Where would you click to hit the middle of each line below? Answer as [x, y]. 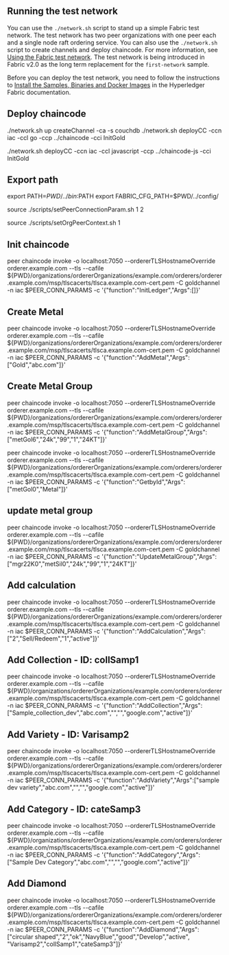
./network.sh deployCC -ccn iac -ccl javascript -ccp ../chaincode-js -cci [109, 151]
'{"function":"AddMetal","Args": [146, 358]
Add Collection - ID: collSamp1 [73, 659]
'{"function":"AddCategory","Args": [151, 855]
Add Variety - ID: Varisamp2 [68, 734]
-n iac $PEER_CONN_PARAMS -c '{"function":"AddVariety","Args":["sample [113, 780]
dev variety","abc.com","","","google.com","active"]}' [81, 787]
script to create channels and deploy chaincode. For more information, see [112, 49]
